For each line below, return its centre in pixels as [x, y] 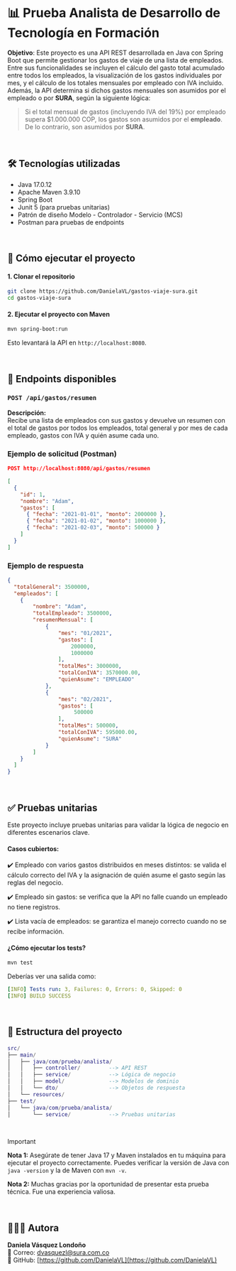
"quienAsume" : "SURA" [90, 739]
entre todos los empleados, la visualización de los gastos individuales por [115, 75]
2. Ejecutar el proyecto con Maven [58, 314]
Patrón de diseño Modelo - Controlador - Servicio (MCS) [100, 215]
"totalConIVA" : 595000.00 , [98, 732]
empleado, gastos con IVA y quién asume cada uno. [83, 435]
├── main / [22, 1055]
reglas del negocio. [35, 883]
